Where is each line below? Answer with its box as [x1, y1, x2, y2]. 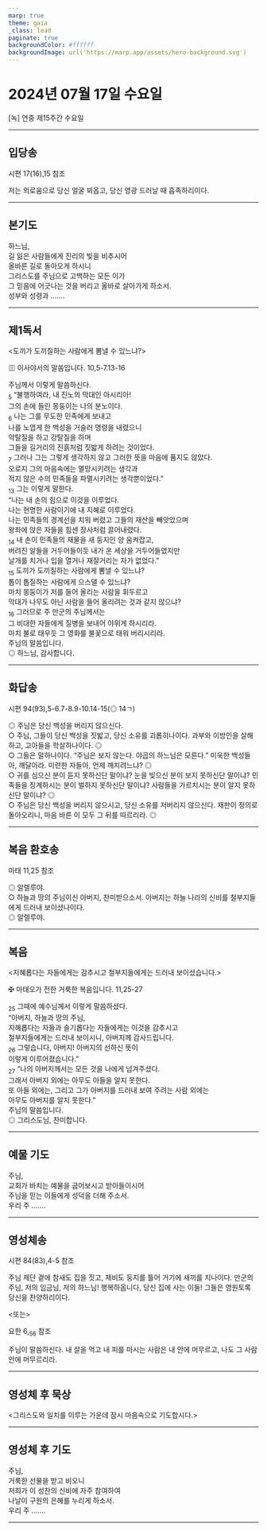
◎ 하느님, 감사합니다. [8, 648, 75, 657]
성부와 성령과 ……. [8, 291, 65, 300]
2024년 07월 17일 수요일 [8, 85, 163, 103]
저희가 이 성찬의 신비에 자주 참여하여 [8, 1486, 121, 1495]
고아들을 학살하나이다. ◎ [25, 740, 103, 750]
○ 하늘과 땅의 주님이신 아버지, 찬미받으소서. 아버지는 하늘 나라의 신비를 [8, 892, 229, 902]
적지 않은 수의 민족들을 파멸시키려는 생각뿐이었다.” [8, 474, 164, 483]
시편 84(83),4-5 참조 [8, 1256, 75, 1265]
